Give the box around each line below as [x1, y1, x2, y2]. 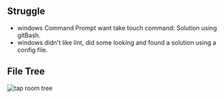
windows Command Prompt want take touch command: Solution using [17, 23, 217, 32]
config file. [17, 45, 48, 54]
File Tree [7, 65, 45, 78]
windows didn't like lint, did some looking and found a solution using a [17, 38, 216, 47]
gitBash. [17, 31, 41, 39]
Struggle [7, 5, 45, 17]
